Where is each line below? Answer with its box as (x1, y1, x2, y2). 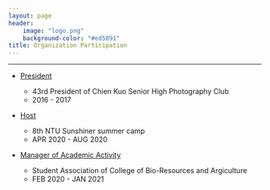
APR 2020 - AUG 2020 (31, 135, 108, 144)
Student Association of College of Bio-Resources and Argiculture (31, 166, 247, 176)
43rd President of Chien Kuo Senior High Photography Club (31, 87, 229, 96)
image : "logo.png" (22, 26, 84, 34)
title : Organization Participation (8, 42, 128, 50)
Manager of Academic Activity (19, 150, 121, 160)
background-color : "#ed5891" (22, 34, 121, 42)
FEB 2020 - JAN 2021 (31, 174, 104, 184)
